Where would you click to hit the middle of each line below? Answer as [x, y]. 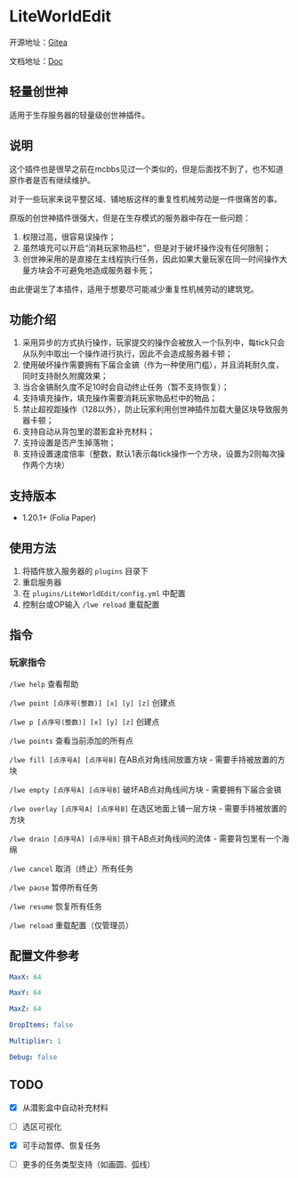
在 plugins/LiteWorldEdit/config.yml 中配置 [104, 593]
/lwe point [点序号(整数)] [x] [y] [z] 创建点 [93, 702]
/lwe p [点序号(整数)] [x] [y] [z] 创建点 [85, 722]
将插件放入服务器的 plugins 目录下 [85, 571]
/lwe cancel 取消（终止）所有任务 [71, 868]
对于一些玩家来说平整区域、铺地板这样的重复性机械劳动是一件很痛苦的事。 [145, 198]
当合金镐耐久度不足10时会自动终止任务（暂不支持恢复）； [125, 387]
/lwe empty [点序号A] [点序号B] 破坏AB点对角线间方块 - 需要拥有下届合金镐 [145, 789]
